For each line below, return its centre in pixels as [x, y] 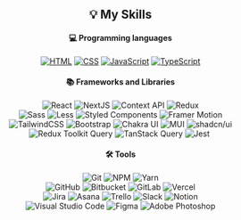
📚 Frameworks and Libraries [120, 82]
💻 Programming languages [120, 37]
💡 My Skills [120, 15]
